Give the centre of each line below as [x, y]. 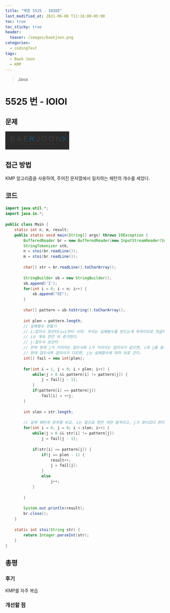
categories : [18, 43]
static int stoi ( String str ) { [47, 530]
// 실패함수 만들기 [40, 326]
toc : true [16, 21]
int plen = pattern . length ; [53, 321]
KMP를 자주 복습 [22, 591]
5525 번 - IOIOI [36, 101]
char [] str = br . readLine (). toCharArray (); [70, 267]
